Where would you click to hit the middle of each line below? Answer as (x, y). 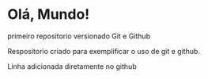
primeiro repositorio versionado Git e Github (79, 36)
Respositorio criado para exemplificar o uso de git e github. (104, 51)
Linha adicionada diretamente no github (72, 66)
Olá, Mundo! (49, 14)
